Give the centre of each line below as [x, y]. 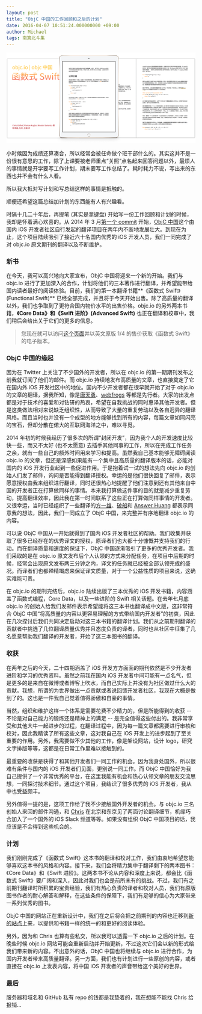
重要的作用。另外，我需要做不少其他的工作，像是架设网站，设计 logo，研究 [99, 741]
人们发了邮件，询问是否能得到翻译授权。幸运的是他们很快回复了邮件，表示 [103, 475]
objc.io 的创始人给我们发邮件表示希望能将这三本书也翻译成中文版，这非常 [97, 606]
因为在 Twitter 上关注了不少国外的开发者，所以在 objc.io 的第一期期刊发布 [97, 373]
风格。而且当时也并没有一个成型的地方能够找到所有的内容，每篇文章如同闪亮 [101, 418]
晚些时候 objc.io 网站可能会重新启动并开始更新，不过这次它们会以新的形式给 [100, 944]
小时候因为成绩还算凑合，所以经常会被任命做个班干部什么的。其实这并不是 [98, 153]
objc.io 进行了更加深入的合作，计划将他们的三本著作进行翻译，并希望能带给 [100, 283]
